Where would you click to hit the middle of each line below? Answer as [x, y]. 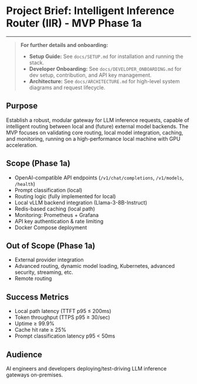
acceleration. [22, 145]
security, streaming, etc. [44, 272]
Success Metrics [38, 297]
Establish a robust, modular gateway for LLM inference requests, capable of [98, 120]
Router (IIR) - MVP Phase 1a [74, 23]
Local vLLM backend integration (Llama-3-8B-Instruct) [81, 202]
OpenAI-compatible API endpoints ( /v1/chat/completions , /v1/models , [99, 178]
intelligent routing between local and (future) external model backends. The [97, 126]
